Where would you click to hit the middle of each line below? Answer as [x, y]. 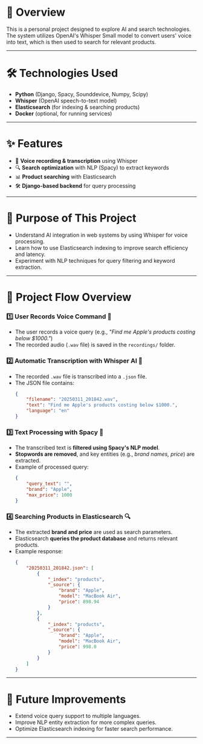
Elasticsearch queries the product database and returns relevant [96, 538]
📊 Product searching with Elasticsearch [66, 176]
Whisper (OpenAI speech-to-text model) [66, 100]
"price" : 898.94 [79, 602]
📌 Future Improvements [66, 699]
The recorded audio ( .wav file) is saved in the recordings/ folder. [95, 345]
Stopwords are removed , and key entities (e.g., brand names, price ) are [105, 454]
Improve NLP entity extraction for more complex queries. [86, 722]
